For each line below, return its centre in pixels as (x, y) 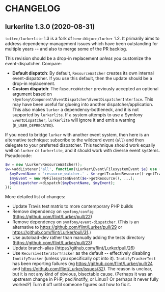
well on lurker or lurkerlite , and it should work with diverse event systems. (82, 150)
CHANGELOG (33, 9)
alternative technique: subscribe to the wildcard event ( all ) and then (75, 140)
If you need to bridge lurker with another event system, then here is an (77, 135)
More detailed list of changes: (35, 197)
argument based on (32, 94)
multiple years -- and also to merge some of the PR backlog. (66, 49)
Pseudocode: (18, 156)
